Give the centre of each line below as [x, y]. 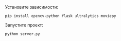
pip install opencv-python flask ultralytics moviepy [61, 16]
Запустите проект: [24, 25]
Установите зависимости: [32, 7]
